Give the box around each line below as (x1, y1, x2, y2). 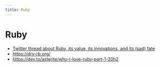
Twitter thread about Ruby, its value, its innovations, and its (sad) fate (12, 45, 155, 51)
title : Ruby (5, 7, 30, 12)
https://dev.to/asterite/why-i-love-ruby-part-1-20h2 (12, 56, 119, 62)
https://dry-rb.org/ (12, 50, 51, 56)
